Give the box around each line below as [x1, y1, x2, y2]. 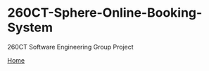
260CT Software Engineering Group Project [7, 42, 134, 51]
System [7, 19, 53, 35]
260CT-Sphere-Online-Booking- [7, 5, 203, 21]
